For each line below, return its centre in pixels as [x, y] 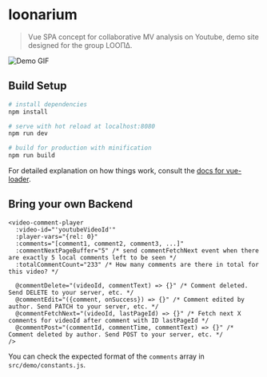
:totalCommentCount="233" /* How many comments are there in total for [137, 264]
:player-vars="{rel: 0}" [57, 236]
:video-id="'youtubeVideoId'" [66, 229]
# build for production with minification [80, 148]
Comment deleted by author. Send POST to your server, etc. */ [116, 334]
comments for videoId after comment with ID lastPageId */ [109, 320]
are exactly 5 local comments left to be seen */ [93, 257]
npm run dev [28, 133]
